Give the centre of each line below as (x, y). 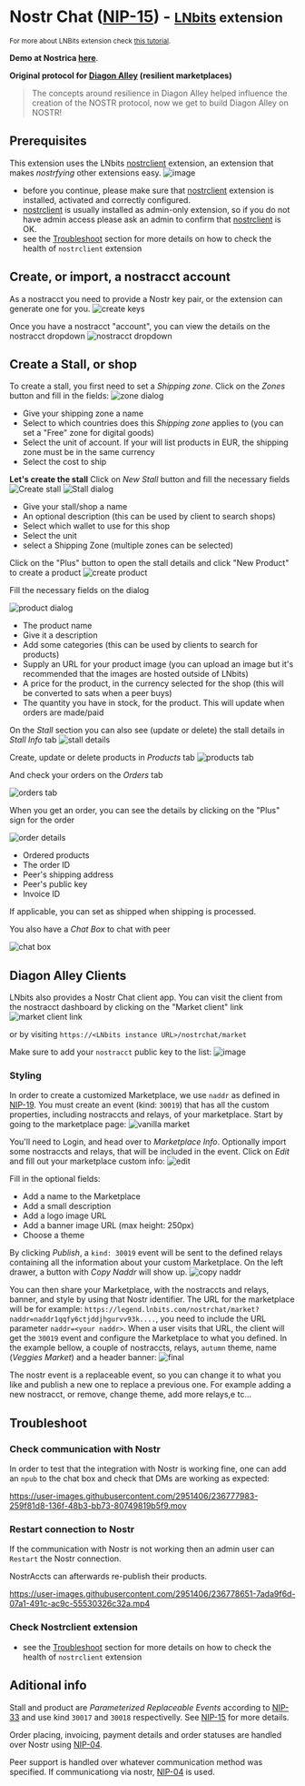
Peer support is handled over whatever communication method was (136, 1761)
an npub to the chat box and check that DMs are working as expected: (139, 1478)
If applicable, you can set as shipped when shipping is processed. (133, 912)
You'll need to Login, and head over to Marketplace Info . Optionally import (148, 1142)
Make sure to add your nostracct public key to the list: (111, 1052)
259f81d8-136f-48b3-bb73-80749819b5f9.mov (98, 1506)
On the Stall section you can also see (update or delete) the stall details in (147, 731)
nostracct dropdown (48, 336)
